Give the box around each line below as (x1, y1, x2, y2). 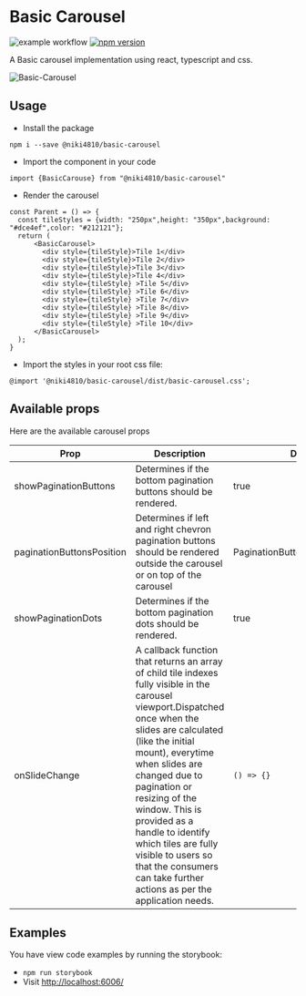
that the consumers (135, 859, 219, 872)
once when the (135, 712, 199, 724)
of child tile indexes (135, 666, 219, 679)
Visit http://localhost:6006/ (22, 977, 125, 988)
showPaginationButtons (14, 479, 116, 492)
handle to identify (135, 826, 210, 838)
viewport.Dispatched (135, 700, 225, 713)
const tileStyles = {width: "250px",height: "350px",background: (17, 215, 271, 224)
